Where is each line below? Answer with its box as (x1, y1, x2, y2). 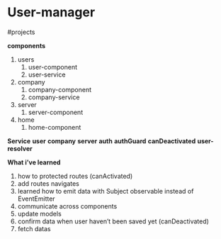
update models (17, 209, 62, 218)
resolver (7, 144, 33, 152)
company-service (28, 93, 80, 101)
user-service (28, 70, 66, 79)
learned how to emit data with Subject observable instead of (17, 187, 194, 195)
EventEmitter (17, 194, 55, 203)
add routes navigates (17, 179, 80, 188)
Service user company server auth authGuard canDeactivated (7, 136, 196, 145)
